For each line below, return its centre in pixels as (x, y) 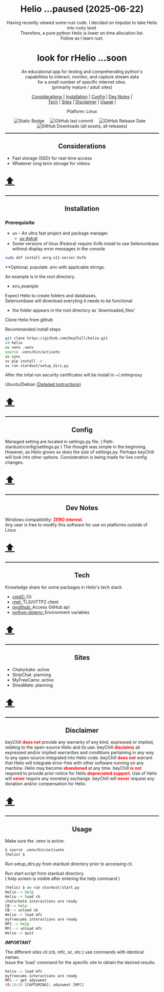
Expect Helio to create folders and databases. (51, 296)
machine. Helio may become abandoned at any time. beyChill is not (73, 768)
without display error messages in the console (59, 249)
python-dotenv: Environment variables (51, 612)
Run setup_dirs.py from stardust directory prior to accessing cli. (69, 864)
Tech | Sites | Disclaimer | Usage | (82, 102)
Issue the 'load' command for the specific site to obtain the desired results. (81, 962)
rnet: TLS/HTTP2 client (35, 602)
